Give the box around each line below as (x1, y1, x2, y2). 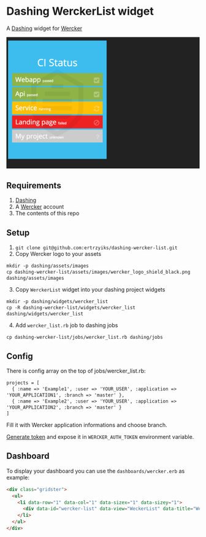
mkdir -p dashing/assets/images (6, 263, 89, 269)
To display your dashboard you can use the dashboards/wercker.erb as (6, 467, 185, 474)
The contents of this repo (15, 210, 80, 217)
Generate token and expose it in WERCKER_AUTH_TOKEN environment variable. (6, 433, 194, 440)
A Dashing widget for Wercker (6, 25, 83, 32)
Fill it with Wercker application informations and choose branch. (6, 421, 167, 428)
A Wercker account (15, 203, 64, 211)
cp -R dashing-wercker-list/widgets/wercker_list (6, 305, 136, 311)
